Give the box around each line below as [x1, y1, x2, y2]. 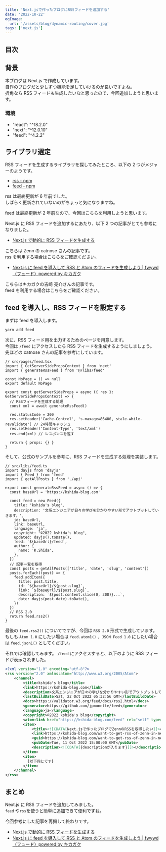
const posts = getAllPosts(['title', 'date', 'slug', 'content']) [9, 566, 149, 571]
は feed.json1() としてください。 [5, 640, 73, 646]
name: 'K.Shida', [18, 548, 54, 553]
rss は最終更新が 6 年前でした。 [5, 193, 70, 199]
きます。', [5, 513, 24, 518]
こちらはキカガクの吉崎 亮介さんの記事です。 [5, 281, 97, 287]
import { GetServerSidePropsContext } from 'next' [5, 364, 112, 369]
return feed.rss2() [9, 614, 50, 619]
